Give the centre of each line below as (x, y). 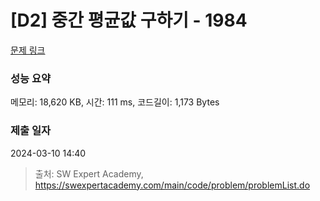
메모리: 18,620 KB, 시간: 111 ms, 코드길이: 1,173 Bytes (115, 102)
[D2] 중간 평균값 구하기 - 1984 (129, 20)
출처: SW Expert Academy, (89, 173)
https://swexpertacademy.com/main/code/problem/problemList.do (172, 185)
